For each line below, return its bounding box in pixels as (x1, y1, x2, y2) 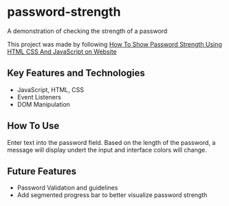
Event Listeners (17, 93, 62, 101)
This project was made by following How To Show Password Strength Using (7, 40, 222, 48)
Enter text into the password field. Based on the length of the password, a (7, 138, 216, 146)
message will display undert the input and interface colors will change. (7, 146, 208, 154)
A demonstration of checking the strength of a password (7, 27, 168, 35)
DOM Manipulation (17, 100, 71, 108)
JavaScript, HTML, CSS (17, 85, 85, 93)
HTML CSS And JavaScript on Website (7, 47, 117, 56)
